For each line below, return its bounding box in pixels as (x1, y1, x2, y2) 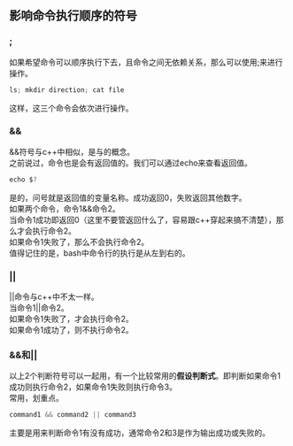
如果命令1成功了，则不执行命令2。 (9, 325, 135, 335)
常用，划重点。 (9, 393, 64, 404)
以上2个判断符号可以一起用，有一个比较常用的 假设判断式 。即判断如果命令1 (9, 371, 281, 381)
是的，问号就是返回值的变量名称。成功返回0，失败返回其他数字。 (9, 192, 247, 203)
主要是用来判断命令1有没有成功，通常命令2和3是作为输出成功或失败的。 (9, 427, 270, 438)
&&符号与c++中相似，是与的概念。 (9, 146, 135, 157)
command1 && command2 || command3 (9, 411, 137, 419)
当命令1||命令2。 (9, 303, 69, 313)
